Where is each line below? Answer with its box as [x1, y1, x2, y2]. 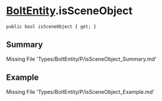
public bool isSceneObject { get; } [6, 24, 96, 30]
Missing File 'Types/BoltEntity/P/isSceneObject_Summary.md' [6, 55, 157, 63]
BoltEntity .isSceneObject [6, 4, 133, 18]
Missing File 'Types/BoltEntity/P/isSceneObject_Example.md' [6, 88, 155, 95]
